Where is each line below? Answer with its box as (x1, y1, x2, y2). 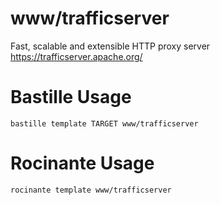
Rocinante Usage (10, 152, 155, 175)
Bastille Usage (10, 86, 132, 109)
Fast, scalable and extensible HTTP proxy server (10, 40, 211, 52)
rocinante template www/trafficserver (10, 185, 172, 195)
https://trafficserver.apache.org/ (10, 50, 143, 62)
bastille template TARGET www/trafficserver (10, 118, 199, 129)
